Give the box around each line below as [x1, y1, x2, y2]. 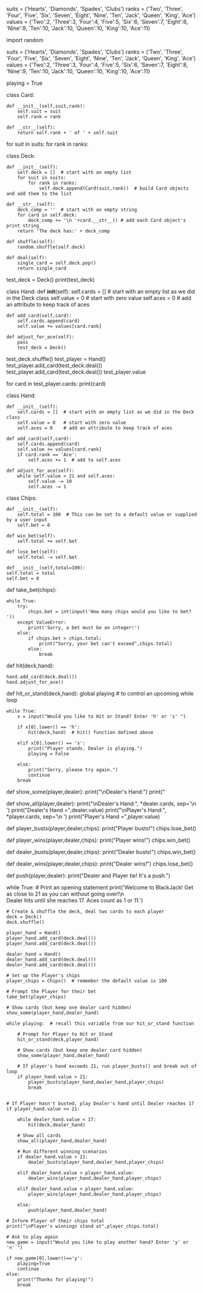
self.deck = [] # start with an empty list [17, 169, 132, 176]
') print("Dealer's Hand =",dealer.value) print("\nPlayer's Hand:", [6, 807, 167, 813]
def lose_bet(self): [6, 549, 59, 555]
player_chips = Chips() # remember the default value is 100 [6, 978, 167, 984]
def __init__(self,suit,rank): [6, 103, 86, 109]
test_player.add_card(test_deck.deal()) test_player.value [6, 368, 146, 376]
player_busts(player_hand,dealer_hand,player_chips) [28, 1079, 165, 1085]
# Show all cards [17, 1133, 61, 1139]
